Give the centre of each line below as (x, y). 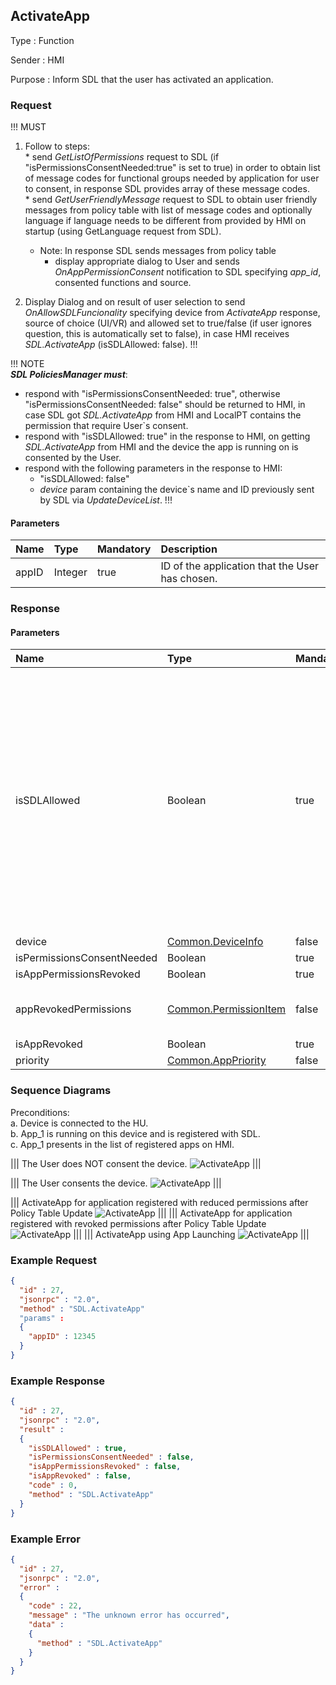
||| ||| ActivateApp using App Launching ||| (191, 1234)
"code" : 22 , (55, 1606)
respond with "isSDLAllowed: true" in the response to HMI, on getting (167, 436)
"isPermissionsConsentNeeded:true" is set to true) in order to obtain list (172, 168)
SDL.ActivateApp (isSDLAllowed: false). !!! (111, 345)
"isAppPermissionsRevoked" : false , (105, 1467)
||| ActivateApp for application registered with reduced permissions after (159, 1202)
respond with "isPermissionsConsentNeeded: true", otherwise (152, 394)
